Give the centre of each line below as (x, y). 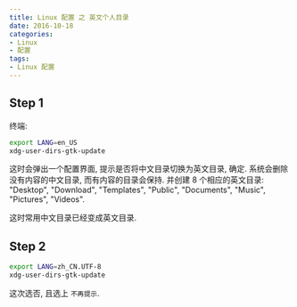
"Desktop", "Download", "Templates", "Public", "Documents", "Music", (137, 190)
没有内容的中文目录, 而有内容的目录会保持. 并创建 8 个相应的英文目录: (137, 180)
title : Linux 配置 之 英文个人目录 (69, 17)
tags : (19, 59)
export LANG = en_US (43, 142)
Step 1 (27, 103)
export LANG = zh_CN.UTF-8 (55, 267)
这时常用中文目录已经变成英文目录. (73, 218)
